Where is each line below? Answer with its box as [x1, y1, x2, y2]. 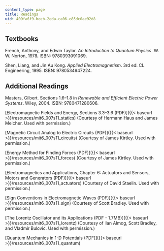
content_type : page [5, 7, 45, 12]
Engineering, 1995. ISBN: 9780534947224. [5, 67, 92, 74]
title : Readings [5, 12, 38, 17]
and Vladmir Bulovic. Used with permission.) [5, 225, 95, 231]
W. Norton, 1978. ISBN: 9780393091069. [5, 53, 87, 59]
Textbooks [5, 34, 38, 43]
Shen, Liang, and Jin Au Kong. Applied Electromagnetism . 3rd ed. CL [5, 63, 145, 68]
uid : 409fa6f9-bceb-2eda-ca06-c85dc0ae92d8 [5, 16, 96, 21]
